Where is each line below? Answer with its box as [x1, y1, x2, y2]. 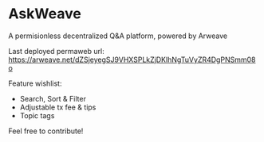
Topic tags [19, 110, 55, 120]
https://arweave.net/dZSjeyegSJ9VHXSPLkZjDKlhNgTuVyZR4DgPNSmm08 [8, 55, 256, 64]
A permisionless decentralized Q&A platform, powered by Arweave [8, 31, 228, 40]
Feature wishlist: [8, 79, 62, 88]
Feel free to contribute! [8, 126, 84, 136]
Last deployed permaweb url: [8, 46, 105, 56]
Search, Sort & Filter [19, 94, 86, 103]
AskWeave [8, 5, 81, 23]
